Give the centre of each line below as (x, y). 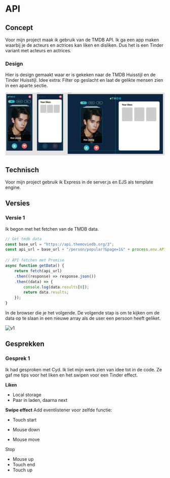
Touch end (24, 464)
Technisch (22, 170)
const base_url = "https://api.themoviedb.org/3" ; (60, 244)
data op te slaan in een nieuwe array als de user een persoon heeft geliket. (83, 318)
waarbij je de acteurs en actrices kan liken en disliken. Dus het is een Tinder (84, 45)
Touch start (25, 420)
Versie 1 (15, 218)
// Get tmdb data (24, 239)
